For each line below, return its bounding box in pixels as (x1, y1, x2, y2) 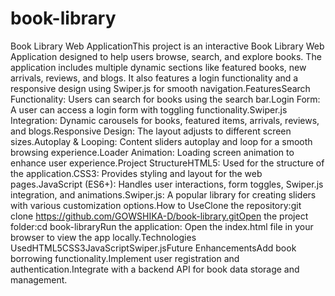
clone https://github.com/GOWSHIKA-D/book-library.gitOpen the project (10, 210, 309, 222)
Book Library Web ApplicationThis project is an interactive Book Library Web (10, 40, 325, 52)
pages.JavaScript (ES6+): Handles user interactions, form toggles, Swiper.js (10, 178, 324, 190)
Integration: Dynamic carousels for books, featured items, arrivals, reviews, (10, 114, 320, 126)
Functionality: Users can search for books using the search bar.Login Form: (10, 93, 321, 105)
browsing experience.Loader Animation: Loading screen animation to (10, 146, 295, 158)
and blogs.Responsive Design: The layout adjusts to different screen (10, 125, 292, 137)
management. (10, 273, 68, 286)
